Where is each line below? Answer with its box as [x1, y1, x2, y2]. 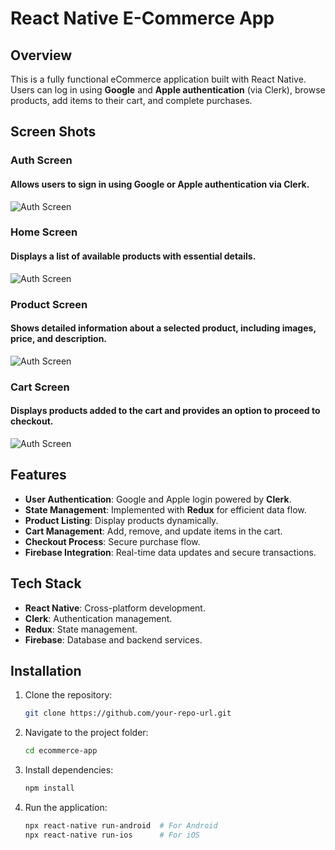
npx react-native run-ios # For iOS [24, 830, 201, 840]
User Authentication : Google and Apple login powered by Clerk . [24, 493, 292, 505]
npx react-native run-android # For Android [24, 820, 218, 831]
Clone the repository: [24, 689, 113, 701]
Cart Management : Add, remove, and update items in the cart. [24, 525, 283, 537]
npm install [24, 783, 75, 794]
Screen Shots [10, 123, 97, 141]
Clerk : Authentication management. [24, 612, 173, 624]
